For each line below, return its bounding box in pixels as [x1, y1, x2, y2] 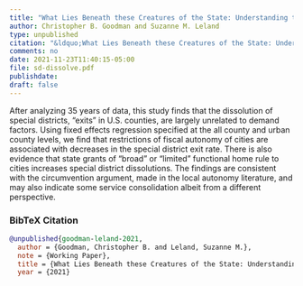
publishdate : [9, 72, 59, 81]
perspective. [9, 191, 56, 202]
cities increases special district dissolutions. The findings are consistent [9, 162, 277, 173]
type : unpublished [9, 30, 78, 39]
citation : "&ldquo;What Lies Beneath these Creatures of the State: [9, 38, 272, 48]
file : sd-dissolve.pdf [9, 64, 95, 73]
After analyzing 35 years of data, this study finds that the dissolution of [9, 105, 273, 115]
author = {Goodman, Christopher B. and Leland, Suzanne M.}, [17, 243, 252, 252]
